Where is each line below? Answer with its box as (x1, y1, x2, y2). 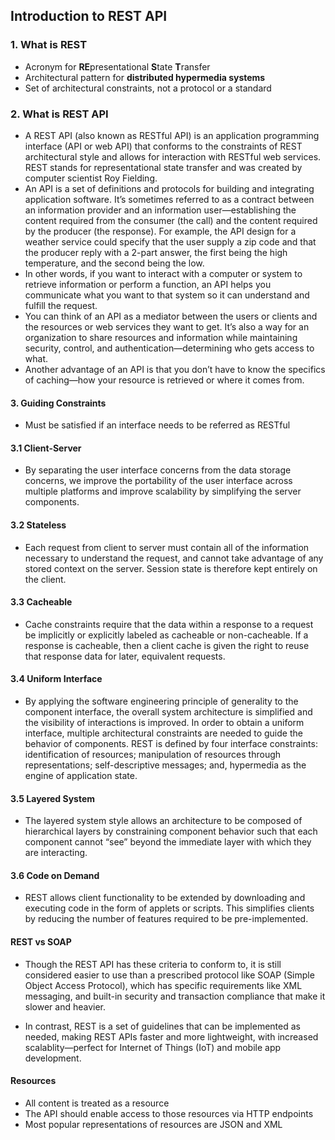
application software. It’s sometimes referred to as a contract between (24, 193, 315, 205)
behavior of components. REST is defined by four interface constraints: (24, 738, 318, 749)
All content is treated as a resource (24, 1097, 170, 1109)
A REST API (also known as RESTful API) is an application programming (24, 129, 320, 141)
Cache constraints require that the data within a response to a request (24, 618, 314, 630)
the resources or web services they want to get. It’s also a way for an (24, 320, 310, 333)
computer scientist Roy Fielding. (24, 172, 158, 184)
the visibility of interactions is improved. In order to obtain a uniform (24, 717, 305, 728)
